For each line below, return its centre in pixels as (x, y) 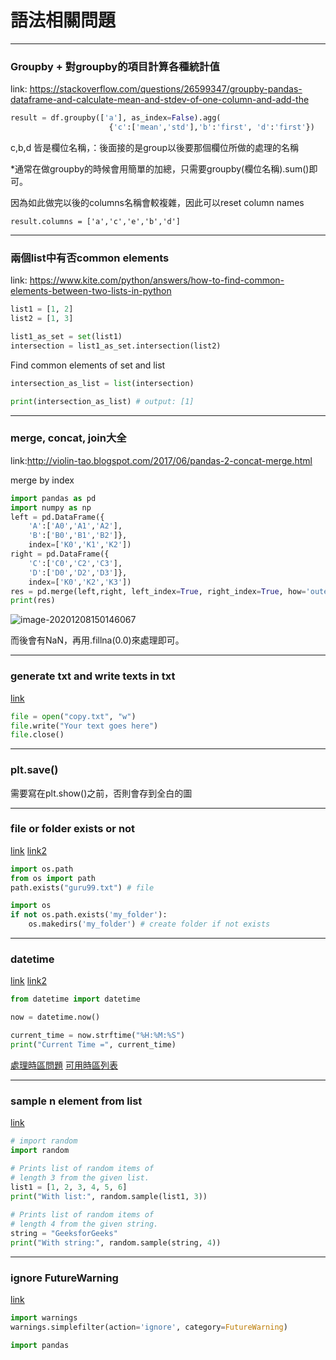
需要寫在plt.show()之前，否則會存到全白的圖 (101, 793)
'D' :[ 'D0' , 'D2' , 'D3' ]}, (78, 572)
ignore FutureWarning (64, 1278)
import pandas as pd (53, 498)
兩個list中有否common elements (90, 258)
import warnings (44, 1318)
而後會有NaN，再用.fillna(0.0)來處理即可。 (97, 640)
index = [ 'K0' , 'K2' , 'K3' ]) (80, 582)
